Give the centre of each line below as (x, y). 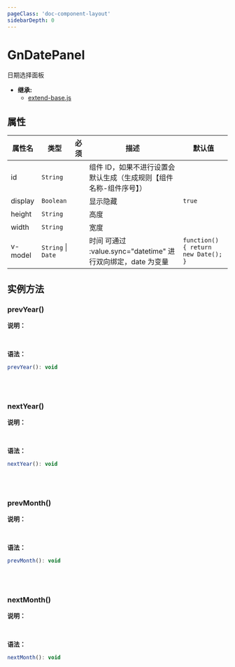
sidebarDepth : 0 (31, 20)
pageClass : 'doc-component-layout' (59, 14)
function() (201, 240)
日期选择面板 (26, 75)
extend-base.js (50, 98)
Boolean (54, 201)
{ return (197, 247)
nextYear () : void (33, 464)
